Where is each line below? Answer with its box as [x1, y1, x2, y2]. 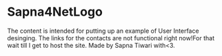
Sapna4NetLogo [7, 4, 103, 20]
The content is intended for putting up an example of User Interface [7, 27, 199, 35]
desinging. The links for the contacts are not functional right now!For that [7, 33, 215, 42]
